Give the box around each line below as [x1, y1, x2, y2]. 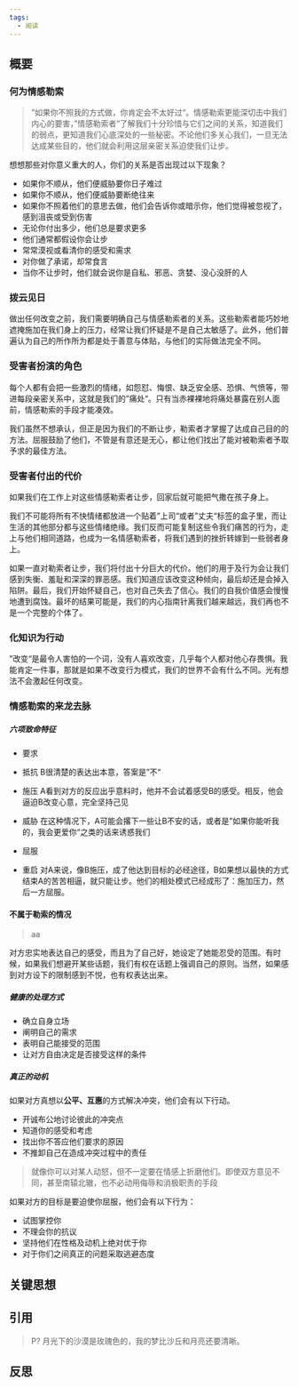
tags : [9, 12, 29, 22]
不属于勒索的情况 [9, 909, 72, 919]
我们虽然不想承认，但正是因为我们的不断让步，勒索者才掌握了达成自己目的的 [9, 423, 289, 434]
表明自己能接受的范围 [21, 1038, 100, 1049]
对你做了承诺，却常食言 [21, 256, 108, 267]
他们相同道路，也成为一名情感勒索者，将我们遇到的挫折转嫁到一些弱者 [24, 533, 281, 543]
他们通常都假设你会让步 [21, 234, 108, 245]
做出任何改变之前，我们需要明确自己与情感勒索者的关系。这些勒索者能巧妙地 [9, 313, 289, 325]
